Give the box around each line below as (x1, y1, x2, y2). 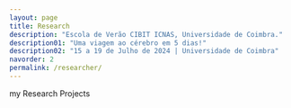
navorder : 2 (9, 55, 54, 64)
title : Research (9, 22, 70, 31)
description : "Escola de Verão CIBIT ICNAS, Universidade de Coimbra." (9, 30, 283, 39)
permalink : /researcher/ (9, 64, 102, 73)
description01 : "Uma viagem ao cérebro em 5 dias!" (9, 38, 207, 48)
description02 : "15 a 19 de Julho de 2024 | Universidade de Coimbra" (9, 47, 279, 56)
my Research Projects (9, 87, 91, 99)
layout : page (9, 13, 58, 22)
